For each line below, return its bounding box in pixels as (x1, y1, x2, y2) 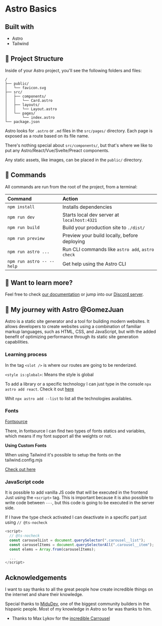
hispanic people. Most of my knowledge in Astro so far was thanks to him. (5, 606, 152, 612)
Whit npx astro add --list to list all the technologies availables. (5, 395, 133, 401)
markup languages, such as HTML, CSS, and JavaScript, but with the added (5, 329, 156, 335)
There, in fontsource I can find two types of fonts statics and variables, (5, 428, 146, 434)
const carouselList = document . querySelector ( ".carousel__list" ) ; (9, 538, 146, 543)
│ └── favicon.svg (5, 85, 47, 90)
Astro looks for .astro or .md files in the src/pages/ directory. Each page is (5, 127, 153, 134)
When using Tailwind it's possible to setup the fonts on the (5, 452, 121, 457)
